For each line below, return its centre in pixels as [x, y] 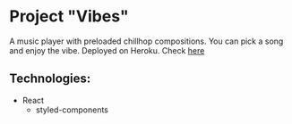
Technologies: [50, 79]
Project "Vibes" [69, 17]
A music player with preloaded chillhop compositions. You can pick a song [146, 41]
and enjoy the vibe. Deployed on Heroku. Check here [107, 50]
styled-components [72, 110]
